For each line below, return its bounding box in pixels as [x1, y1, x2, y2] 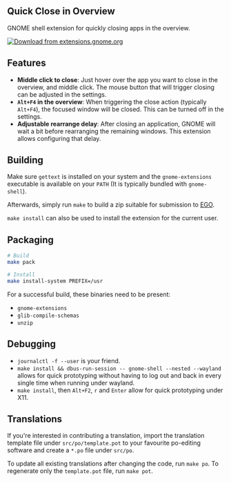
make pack [7, 259, 36, 266]
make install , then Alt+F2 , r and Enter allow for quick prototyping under [17, 386, 223, 394]
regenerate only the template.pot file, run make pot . [7, 467, 153, 475]
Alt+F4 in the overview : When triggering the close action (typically [17, 97, 207, 106]
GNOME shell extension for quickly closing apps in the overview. [7, 23, 191, 32]
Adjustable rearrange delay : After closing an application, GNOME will [17, 119, 216, 128]
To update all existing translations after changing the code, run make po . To [7, 459, 219, 468]
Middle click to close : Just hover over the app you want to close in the [17, 75, 219, 84]
